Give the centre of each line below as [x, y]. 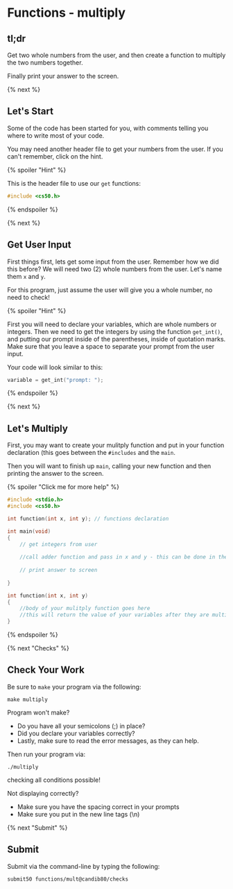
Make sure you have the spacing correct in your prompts [98, 807]
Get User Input [39, 245]
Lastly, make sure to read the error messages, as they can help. [108, 740]
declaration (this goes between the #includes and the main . [91, 453]
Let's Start [31, 112]
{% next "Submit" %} [37, 827]
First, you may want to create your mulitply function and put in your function [116, 445]
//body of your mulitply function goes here [85, 609]
